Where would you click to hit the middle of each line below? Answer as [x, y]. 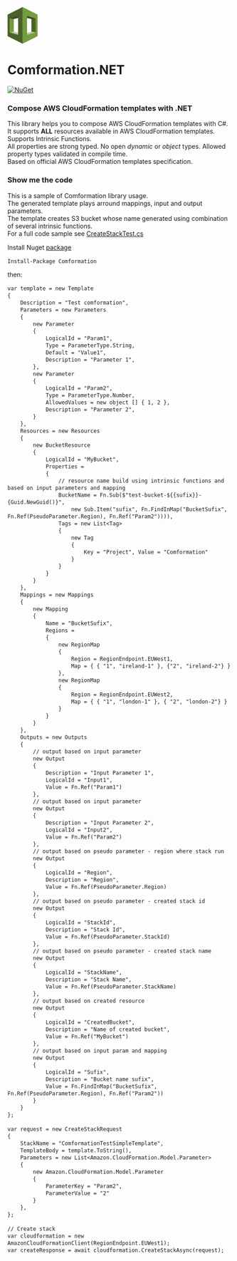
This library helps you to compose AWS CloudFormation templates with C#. [118, 124]
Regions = [60, 630]
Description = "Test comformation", [75, 303]
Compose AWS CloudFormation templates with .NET [100, 108]
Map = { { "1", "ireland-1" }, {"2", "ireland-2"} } [151, 666]
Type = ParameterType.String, [90, 346]
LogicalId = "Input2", [79, 830]
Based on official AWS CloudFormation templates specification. [100, 162]
